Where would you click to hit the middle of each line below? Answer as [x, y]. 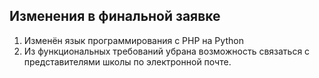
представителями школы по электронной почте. [127, 61]
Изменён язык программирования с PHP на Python [133, 40]
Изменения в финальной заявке [115, 16]
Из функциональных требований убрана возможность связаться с [167, 51]
